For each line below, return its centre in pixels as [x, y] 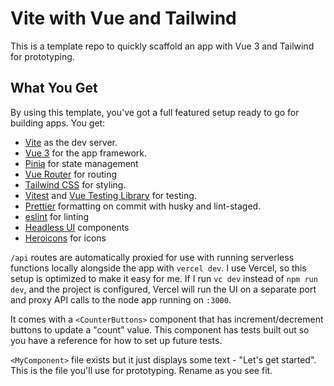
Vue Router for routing [71, 174]
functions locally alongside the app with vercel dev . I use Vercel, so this [158, 268]
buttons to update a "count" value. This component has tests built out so [160, 329]
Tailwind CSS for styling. [75, 184]
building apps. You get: [58, 123]
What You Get [54, 88]
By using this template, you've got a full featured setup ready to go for [155, 112]
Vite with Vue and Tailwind [123, 18]
